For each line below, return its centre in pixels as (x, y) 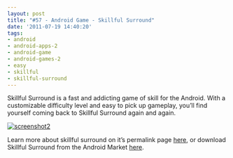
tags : (15, 33)
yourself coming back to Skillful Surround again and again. (92, 113)
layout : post (26, 14)
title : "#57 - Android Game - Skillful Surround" (81, 20)
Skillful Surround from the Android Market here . (76, 148)
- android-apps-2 (33, 46)
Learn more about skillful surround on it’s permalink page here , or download (116, 140)
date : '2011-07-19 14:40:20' (50, 26)
